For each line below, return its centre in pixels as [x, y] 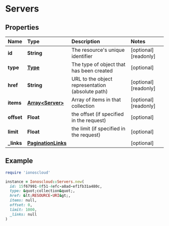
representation [89, 85]
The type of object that [98, 64]
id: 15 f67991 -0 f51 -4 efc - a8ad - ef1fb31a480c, [56, 186]
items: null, [23, 200]
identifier [82, 56]
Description [86, 42]
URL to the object [92, 79]
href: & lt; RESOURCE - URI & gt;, [40, 196]
